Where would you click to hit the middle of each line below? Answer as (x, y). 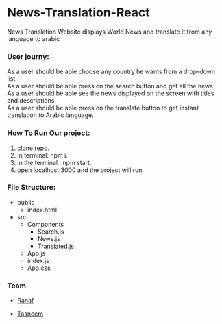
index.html (42, 210)
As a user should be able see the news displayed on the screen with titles (111, 93)
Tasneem (30, 314)
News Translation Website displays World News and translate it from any (110, 32)
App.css (39, 268)
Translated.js (56, 246)
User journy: (28, 56)
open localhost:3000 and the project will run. (81, 170)
